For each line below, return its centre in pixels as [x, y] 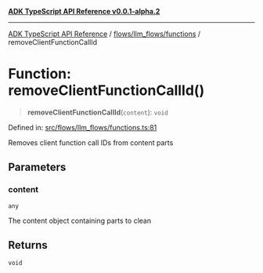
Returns [28, 245]
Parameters [37, 167]
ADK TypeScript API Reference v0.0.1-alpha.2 [84, 11]
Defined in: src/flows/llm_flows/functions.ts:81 [83, 127]
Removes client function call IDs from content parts [91, 142]
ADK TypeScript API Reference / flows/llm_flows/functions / [104, 34]
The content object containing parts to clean [79, 220]
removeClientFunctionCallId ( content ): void [97, 112]
